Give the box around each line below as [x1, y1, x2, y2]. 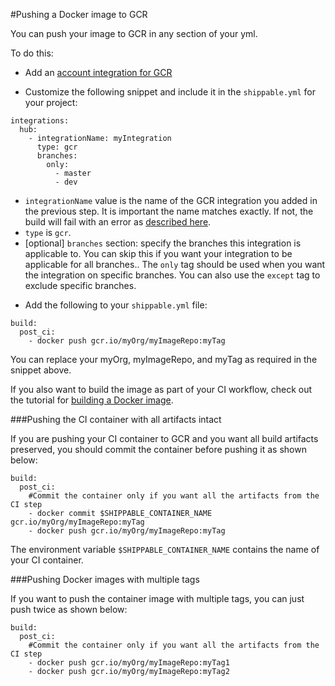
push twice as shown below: [10, 604, 128, 615]
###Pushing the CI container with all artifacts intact [10, 414, 222, 425]
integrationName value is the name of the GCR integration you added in [24, 195, 318, 206]
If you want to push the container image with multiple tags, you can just [10, 593, 305, 604]
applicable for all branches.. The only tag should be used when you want [24, 259, 326, 270]
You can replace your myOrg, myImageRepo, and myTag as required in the [10, 354, 318, 365]
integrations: [10, 116, 70, 126]
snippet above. [10, 364, 72, 376]
